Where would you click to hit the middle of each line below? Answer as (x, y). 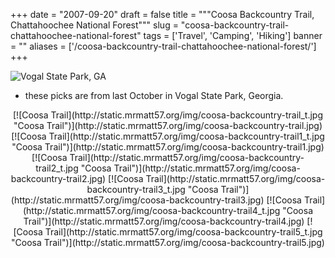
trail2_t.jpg (57, 168)
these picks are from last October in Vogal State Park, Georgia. (154, 95)
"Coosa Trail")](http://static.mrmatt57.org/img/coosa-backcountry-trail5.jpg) (168, 242)
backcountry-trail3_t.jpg (136, 189)
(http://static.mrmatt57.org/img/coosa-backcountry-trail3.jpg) (137, 200)
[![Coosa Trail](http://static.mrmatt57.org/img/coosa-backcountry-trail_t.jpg (168, 115)
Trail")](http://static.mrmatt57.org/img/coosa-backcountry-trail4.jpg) (164, 221)
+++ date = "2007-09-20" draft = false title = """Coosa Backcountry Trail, (162, 14)
